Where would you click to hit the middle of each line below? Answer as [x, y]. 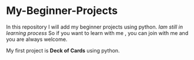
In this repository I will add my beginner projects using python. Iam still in [95, 27]
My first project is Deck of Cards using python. [63, 50]
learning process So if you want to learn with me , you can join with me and [97, 33]
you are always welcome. [37, 39]
